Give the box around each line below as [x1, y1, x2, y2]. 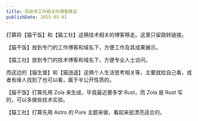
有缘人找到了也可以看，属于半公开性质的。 [11, 76, 115, 83]
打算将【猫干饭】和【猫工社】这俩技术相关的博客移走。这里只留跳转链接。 [6, 31, 187, 38]
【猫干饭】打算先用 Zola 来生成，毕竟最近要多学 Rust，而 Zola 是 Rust [6, 89, 177, 96]
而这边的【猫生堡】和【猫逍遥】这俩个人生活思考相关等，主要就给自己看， [6, 68, 187, 76]
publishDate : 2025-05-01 [6, 14, 67, 20]
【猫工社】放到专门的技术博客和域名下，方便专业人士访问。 [6, 56, 151, 63]
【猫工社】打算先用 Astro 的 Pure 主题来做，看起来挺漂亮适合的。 [6, 109, 166, 116]
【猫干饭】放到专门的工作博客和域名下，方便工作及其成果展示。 [6, 44, 161, 51]
